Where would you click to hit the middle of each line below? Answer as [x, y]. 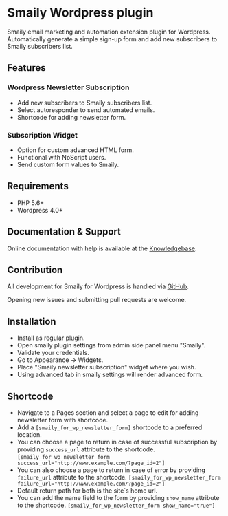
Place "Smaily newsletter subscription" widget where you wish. [106, 367]
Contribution [35, 270]
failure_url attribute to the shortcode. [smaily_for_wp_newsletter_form [119, 477]
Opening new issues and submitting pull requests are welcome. [97, 300]
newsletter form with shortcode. [62, 420]
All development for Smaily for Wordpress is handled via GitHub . [98, 286]
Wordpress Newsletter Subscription [68, 87]
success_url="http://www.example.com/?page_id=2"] [91, 463]
